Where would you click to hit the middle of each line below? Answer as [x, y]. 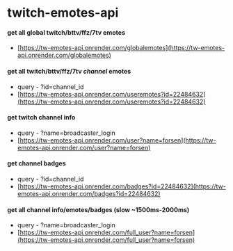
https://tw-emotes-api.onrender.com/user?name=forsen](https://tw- [118, 140]
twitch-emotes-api [63, 13]
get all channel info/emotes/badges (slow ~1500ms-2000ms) [98, 209]
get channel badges [37, 163]
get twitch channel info [41, 118]
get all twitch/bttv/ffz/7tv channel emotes [69, 71]
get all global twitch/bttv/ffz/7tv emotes [66, 32]
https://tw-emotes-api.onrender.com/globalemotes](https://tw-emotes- [122, 48]
